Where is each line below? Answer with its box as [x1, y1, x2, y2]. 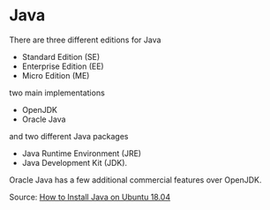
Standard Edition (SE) [21, 51, 101, 62]
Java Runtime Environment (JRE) [21, 147, 142, 159]
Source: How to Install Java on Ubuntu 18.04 [9, 191, 170, 202]
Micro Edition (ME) [21, 70, 90, 80]
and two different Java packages [9, 131, 129, 141]
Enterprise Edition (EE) [21, 61, 104, 71]
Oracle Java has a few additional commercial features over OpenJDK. [9, 174, 262, 185]
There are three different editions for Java [9, 34, 161, 45]
